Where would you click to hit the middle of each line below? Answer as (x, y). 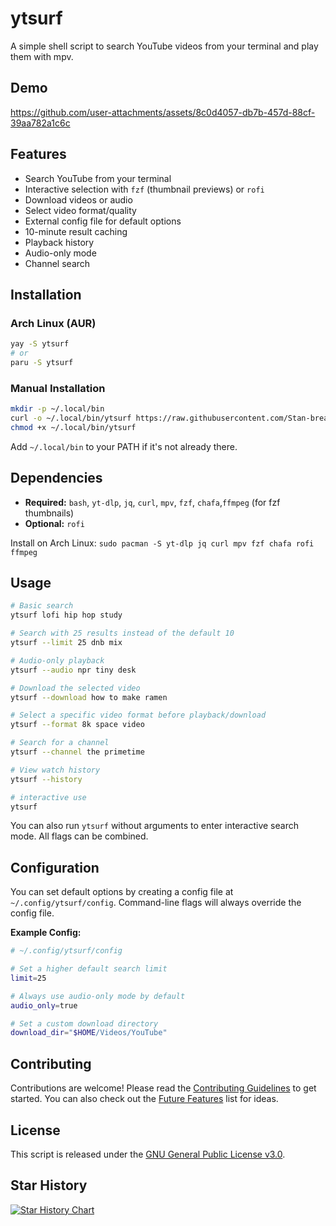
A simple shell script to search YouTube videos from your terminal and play (164, 46)
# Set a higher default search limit (89, 969)
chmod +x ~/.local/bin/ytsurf (73, 427)
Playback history (59, 242)
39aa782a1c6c (40, 123)
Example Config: (46, 933)
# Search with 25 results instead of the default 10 (122, 633)
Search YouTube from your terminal (98, 178)
